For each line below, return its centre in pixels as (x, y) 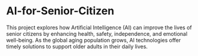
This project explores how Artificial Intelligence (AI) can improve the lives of (99, 27)
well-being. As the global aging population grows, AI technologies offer (94, 40)
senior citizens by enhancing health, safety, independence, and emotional (97, 33)
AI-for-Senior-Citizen (60, 11)
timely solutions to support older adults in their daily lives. (77, 46)
